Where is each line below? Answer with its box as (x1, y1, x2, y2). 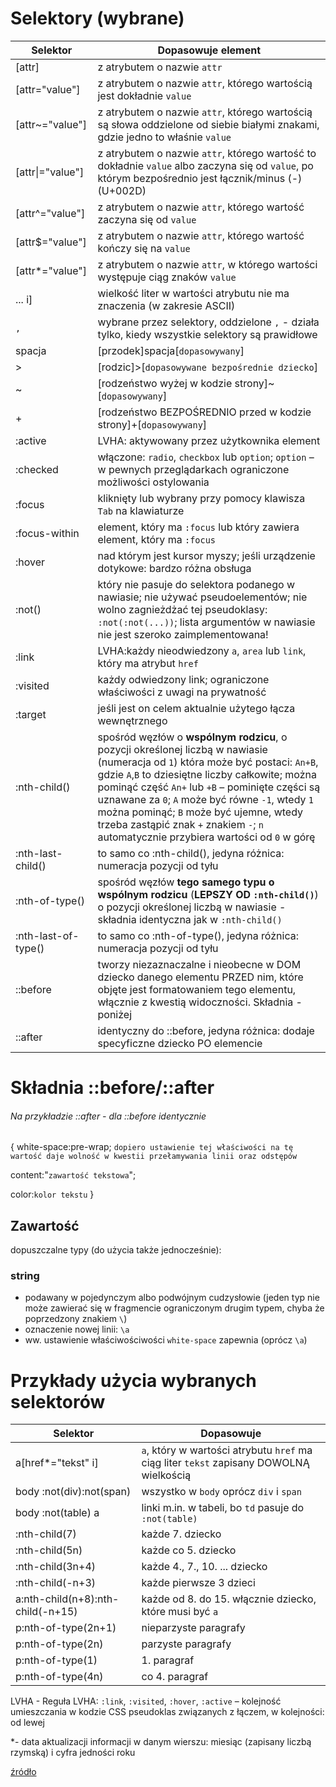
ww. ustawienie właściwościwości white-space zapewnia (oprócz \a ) (24, 1334, 308, 1346)
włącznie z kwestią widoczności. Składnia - (97, 995, 303, 1009)
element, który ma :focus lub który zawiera (97, 520, 300, 534)
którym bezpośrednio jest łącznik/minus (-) (97, 171, 303, 185)
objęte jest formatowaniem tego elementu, (97, 982, 297, 996)
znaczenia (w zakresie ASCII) (97, 298, 236, 312)
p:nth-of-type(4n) (15, 1670, 104, 1684)
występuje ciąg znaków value (97, 270, 237, 284)
